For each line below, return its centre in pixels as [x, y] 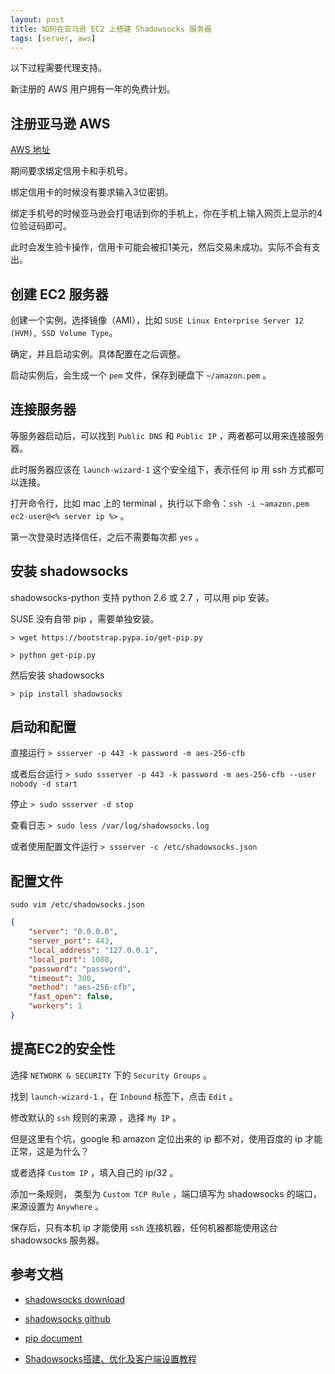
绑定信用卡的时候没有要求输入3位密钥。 [92, 192]
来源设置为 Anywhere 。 [57, 1206]
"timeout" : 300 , [62, 978]
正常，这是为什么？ [50, 1151]
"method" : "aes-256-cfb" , [82, 987]
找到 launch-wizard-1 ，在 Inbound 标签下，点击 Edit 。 [124, 1096]
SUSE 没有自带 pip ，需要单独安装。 [85, 618]
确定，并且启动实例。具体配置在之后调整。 [98, 354]
